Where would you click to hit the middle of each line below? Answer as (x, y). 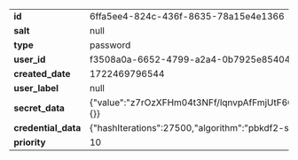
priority (30, 142)
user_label (36, 88)
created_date (42, 74)
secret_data (39, 108)
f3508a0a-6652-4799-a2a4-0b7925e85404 (190, 59)
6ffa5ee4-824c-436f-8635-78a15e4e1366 (187, 16)
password (110, 45)
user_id (30, 59)
